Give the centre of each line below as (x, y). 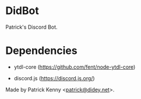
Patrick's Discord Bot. (31, 27)
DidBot (22, 11)
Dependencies (41, 51)
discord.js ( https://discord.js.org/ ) (54, 78)
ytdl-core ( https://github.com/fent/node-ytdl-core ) (75, 67)
